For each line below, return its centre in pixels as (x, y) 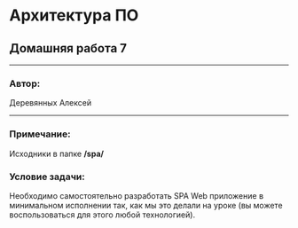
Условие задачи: (47, 177)
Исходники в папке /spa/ (57, 153)
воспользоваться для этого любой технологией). (102, 215)
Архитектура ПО (74, 16)
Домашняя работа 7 (68, 48)
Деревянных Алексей (50, 103)
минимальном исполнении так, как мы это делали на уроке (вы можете (146, 205)
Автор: (25, 83)
